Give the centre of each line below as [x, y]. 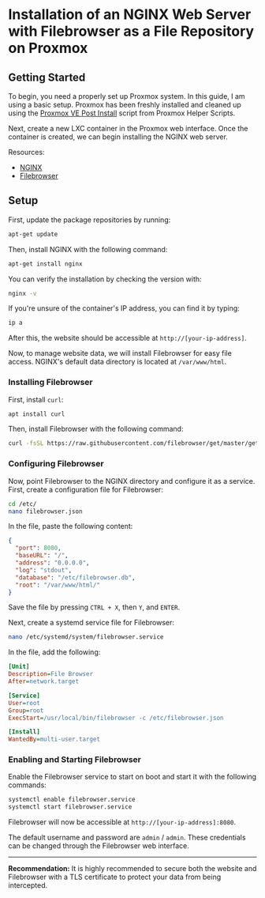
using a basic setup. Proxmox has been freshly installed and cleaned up [125, 105]
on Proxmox [48, 48]
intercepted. [28, 885]
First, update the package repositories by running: [90, 220]
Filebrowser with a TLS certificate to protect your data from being [115, 877]
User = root [24, 703]
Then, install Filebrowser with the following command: [96, 429]
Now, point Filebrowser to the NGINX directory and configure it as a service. [132, 481]
